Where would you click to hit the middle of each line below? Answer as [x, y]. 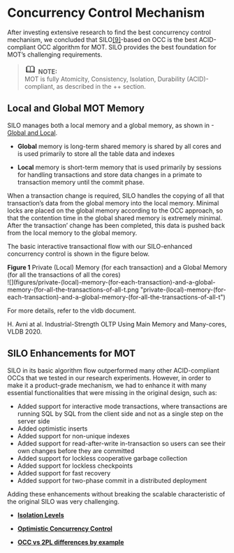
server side [34, 421]
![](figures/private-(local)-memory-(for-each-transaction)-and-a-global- [111, 282]
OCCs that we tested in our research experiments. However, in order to [109, 378]
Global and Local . [32, 132]
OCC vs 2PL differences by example [71, 542]
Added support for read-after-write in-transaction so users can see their [121, 443]
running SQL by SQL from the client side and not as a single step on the [120, 413]
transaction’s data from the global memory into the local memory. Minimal [113, 203]
